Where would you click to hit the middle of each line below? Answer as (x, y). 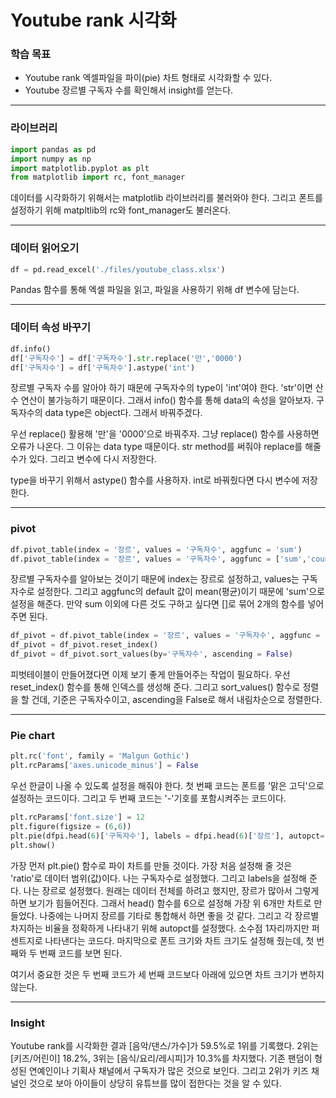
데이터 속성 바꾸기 (51, 328)
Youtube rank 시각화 (93, 20)
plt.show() (33, 845)
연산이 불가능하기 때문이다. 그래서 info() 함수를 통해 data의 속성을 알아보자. (167, 400)
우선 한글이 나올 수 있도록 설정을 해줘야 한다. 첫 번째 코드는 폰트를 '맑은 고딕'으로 (167, 786)
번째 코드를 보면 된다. (81, 953)
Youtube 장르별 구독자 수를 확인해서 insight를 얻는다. (129, 90)
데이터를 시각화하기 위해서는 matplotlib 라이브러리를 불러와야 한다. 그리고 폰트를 (166, 198)
